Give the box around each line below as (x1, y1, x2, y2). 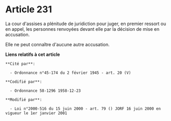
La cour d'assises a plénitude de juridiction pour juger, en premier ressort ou (5, 21, 166, 27)
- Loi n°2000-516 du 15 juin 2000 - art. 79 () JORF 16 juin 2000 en (10, 106, 161, 111)
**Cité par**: (5, 61, 36, 66)
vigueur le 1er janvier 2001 (5, 110, 67, 116)
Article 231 (5, 4, 52, 15)
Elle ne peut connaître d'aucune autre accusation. (5, 41, 110, 47)
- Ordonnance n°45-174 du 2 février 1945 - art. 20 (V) (10, 70, 131, 75)
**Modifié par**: (5, 97, 42, 102)
